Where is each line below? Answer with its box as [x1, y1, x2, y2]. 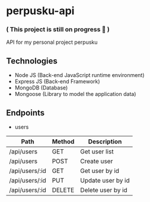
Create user [79, 157, 113, 165]
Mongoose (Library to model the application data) [14, 91, 136, 98]
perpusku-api [6, 4, 75, 18]
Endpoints [6, 108, 45, 118]
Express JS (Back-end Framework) [14, 78, 100, 85]
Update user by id [79, 177, 130, 185]
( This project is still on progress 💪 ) [6, 25, 110, 34]
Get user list [79, 148, 114, 156]
